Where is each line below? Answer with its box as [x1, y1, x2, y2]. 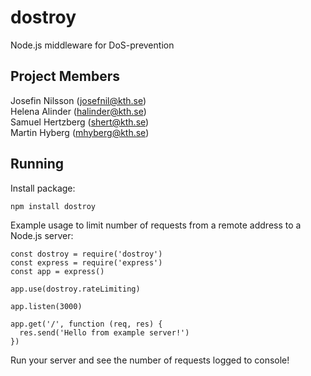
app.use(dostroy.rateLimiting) [10, 284, 141, 294]
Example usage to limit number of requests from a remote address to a [10, 219, 302, 231]
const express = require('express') [10, 257, 163, 268]
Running [10, 156, 65, 173]
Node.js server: [10, 229, 74, 241]
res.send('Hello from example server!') [19, 327, 190, 338]
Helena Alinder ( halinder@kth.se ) [10, 105, 147, 117]
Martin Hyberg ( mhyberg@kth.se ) [10, 126, 150, 138]
